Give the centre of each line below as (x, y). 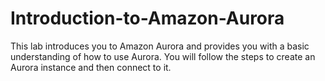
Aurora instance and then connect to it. (91, 67)
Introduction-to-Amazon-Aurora (147, 18)
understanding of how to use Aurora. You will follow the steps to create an (163, 56)
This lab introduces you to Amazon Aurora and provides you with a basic (160, 46)
